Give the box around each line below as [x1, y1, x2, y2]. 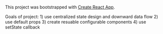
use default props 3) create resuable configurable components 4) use [5, 19, 146, 25]
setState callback [5, 24, 40, 30]
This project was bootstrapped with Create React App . [5, 4, 115, 10]
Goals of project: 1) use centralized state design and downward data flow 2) [5, 14, 159, 19]
